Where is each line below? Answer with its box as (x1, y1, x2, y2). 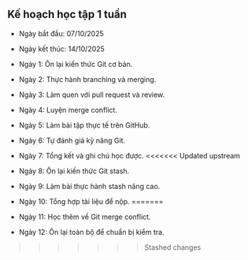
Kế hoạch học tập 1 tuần (7, 8, 128, 21)
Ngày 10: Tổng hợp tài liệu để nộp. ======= (18, 196, 164, 206)
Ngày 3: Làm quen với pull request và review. (18, 90, 165, 99)
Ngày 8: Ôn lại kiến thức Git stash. (18, 166, 130, 176)
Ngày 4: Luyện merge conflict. (18, 105, 117, 114)
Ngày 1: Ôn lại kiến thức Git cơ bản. (18, 59, 133, 69)
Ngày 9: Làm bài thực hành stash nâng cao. (18, 181, 161, 191)
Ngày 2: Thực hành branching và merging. (18, 74, 157, 84)
